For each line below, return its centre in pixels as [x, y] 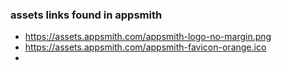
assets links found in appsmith [86, 15]
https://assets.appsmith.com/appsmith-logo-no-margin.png [148, 37]
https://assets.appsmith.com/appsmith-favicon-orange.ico [145, 47]
